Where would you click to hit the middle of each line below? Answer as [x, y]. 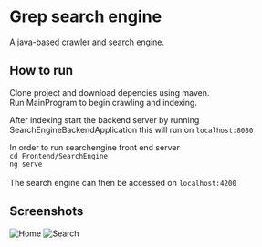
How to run [42, 71]
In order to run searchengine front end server [94, 147]
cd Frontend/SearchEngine [58, 156]
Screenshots [47, 211]
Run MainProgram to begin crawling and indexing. [104, 102]
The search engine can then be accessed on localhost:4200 [123, 182]
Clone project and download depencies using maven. [110, 92]
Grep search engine [86, 17]
